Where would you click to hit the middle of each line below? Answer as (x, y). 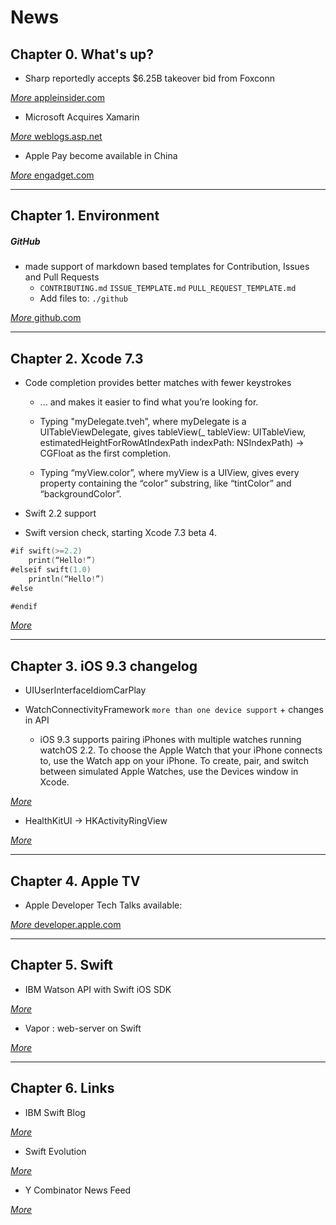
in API (37, 720)
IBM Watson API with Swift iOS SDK (98, 989)
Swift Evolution (55, 1151)
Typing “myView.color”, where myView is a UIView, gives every (169, 473)
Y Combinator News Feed (78, 1190)
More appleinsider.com (57, 97)
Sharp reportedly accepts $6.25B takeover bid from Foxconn (150, 78)
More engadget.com (52, 175)
